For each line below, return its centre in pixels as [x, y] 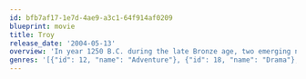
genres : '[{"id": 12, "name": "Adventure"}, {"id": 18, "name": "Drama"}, [154, 60]
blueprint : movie [42, 26]
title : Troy [32, 35]
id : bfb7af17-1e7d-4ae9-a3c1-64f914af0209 [91, 18]
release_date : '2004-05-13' [63, 43]
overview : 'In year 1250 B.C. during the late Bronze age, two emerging [150, 52]
